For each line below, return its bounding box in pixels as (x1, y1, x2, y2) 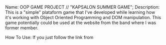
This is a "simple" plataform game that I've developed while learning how (5, 9, 156, 15)
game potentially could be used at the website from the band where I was (5, 20, 156, 25)
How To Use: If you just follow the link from (5, 34, 94, 40)
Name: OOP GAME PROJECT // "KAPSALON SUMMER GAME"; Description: (5, 4, 160, 10)
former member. (5, 25, 39, 31)
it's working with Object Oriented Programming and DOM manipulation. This (5, 15, 161, 20)
